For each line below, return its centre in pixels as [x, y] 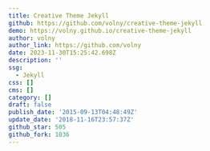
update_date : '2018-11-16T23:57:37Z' [71, 120]
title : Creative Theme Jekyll [59, 16]
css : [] [21, 82]
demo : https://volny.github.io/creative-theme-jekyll [100, 30]
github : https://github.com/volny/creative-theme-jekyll [105, 23]
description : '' [35, 61]
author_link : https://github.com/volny [75, 46]
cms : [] [21, 90]
